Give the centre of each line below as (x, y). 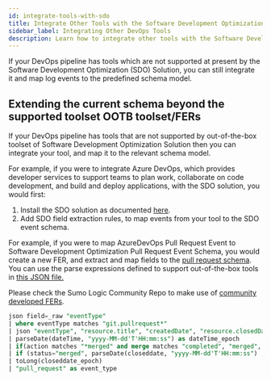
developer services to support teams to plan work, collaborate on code (126, 178)
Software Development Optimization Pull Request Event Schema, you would (134, 252)
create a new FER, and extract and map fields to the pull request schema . (130, 260)
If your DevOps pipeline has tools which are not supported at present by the (134, 61)
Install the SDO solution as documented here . (95, 210)
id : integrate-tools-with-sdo (59, 16)
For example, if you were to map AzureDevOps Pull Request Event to (122, 243)
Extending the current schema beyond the (117, 104)
